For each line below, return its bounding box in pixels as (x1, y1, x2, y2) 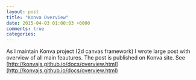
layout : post (6, 8, 39, 15)
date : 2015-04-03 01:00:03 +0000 (6, 20, 90, 26)
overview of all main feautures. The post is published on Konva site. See (6, 54, 186, 61)
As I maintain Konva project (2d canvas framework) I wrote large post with (6, 48, 191, 55)
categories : (6, 31, 36, 37)
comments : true (6, 25, 45, 32)
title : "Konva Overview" (6, 14, 69, 20)
